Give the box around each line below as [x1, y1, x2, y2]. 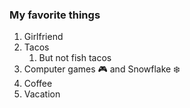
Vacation [23, 88, 61, 100]
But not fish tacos [38, 52, 112, 64]
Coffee [23, 78, 53, 90]
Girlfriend [23, 31, 64, 43]
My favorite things [9, 8, 101, 22]
